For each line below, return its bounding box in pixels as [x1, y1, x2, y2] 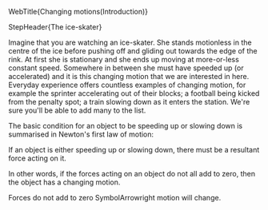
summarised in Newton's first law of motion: [8, 129, 154, 139]
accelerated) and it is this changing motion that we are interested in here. [8, 72, 250, 81]
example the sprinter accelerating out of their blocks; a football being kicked [8, 89, 260, 98]
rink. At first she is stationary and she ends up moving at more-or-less [8, 55, 240, 64]
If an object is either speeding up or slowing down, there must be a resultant [8, 145, 260, 154]
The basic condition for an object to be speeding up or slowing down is [8, 121, 242, 130]
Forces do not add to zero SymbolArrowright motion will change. [8, 193, 222, 202]
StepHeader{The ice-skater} [8, 22, 102, 31]
